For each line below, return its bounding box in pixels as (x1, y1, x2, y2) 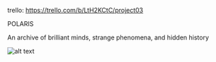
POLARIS (7, 20, 34, 27)
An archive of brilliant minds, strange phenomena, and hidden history (7, 33, 210, 42)
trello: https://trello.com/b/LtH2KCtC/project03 (7, 6, 144, 14)
